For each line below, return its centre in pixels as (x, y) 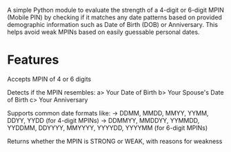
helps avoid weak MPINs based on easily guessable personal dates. (103, 32)
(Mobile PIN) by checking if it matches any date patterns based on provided (115, 17)
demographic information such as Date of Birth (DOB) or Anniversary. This (113, 25)
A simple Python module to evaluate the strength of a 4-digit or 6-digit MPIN (115, 10)
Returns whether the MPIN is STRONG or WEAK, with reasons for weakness (115, 141)
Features (33, 60)
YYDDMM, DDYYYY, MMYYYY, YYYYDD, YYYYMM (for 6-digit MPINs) (108, 128)
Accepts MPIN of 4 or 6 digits (49, 79)
